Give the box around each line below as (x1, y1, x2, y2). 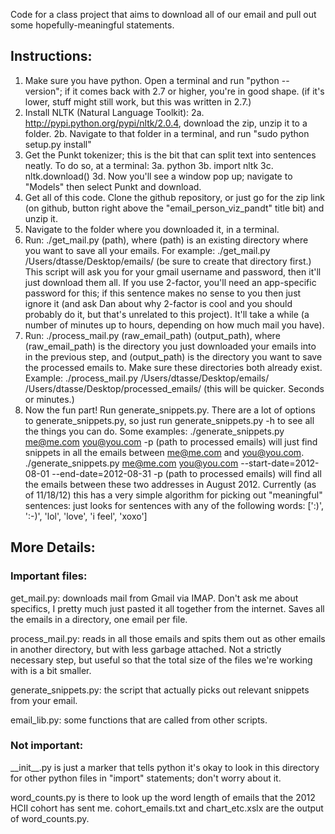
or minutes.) (24, 393, 75, 405)
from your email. (10, 694, 78, 706)
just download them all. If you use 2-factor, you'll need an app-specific (24, 276, 317, 288)
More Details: (10, 539, 96, 556)
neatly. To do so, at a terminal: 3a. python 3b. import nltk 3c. (24, 159, 274, 171)
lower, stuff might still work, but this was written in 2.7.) (24, 95, 252, 108)
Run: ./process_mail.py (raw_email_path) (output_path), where (24, 329, 281, 341)
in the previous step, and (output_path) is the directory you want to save (24, 350, 323, 363)
